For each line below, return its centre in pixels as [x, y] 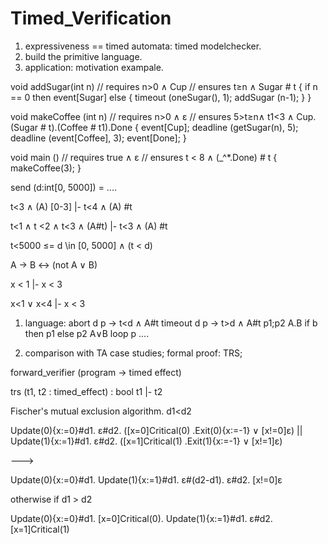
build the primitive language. [83, 56]
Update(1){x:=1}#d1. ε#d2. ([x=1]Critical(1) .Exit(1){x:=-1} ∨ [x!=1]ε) [146, 441]
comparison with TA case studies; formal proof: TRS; [133, 353]
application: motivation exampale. [94, 67]
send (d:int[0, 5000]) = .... [63, 187]
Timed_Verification [91, 18]
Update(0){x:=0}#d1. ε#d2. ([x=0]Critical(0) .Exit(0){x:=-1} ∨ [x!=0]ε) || [156, 430]
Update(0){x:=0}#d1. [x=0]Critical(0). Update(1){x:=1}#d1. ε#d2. [141, 518]
